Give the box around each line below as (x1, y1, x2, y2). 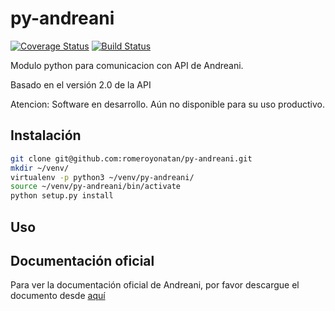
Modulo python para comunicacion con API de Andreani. (10, 59, 244, 71)
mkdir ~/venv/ (10, 163, 70, 173)
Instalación (10, 127, 82, 144)
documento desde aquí (10, 290, 106, 302)
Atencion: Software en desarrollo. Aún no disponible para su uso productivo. (10, 98, 325, 110)
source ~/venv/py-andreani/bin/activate (10, 182, 182, 192)
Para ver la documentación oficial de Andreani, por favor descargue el (10, 279, 300, 291)
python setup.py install (10, 191, 114, 201)
